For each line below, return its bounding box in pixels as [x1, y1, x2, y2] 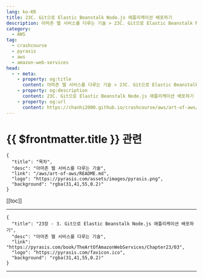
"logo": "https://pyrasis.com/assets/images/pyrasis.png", [11, 176, 164, 182]
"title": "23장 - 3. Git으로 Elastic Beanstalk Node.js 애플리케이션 [11, 221, 179, 227]
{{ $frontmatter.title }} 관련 [6, 132, 142, 146]
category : [6, 25, 31, 32]
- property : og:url [17, 99, 66, 105]
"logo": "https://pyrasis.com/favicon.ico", [11, 250, 126, 256]
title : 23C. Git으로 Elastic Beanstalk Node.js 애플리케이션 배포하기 [6, 15, 173, 21]
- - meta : [11, 71, 36, 77]
